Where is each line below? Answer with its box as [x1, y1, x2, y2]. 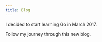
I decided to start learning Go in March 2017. [5, 21, 97, 27]
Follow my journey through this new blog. [5, 31, 91, 37]
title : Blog [5, 7, 30, 13]
